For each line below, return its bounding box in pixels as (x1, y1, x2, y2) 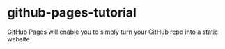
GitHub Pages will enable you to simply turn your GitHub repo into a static (7, 28, 219, 36)
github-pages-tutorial (7, 5, 137, 21)
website (7, 35, 30, 43)
